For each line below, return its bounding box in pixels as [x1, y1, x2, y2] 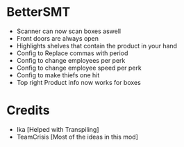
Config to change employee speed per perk [16, 63, 142, 72]
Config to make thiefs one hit [16, 70, 100, 79]
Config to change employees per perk [16, 56, 126, 64]
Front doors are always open [16, 34, 99, 42]
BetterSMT [6, 4, 71, 20]
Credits [6, 103, 50, 118]
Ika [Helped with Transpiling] [16, 125, 99, 133]
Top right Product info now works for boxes [16, 78, 142, 86]
